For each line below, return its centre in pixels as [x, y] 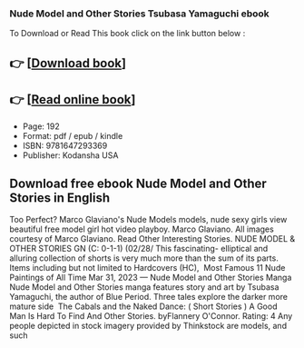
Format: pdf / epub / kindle [73, 135]
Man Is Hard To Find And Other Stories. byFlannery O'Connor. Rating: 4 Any [151, 316]
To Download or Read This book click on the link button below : [127, 34]
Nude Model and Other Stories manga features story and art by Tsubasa [144, 287]
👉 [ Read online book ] [73, 99]
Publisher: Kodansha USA [70, 155]
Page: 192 [41, 126]
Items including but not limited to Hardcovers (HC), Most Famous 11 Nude [147, 268]
